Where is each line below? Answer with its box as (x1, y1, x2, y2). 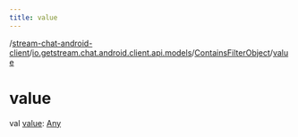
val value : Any (9, 117, 62, 128)
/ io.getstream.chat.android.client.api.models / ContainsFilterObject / (29, 47, 274, 58)
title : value (9, 13, 58, 22)
